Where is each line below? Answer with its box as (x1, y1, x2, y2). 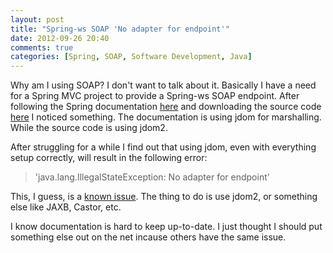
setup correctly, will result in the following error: (10, 152, 208, 164)
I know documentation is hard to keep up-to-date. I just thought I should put (10, 221, 323, 233)
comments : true (10, 42, 74, 53)
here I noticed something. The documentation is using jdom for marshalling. (10, 111, 322, 123)
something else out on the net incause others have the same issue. (10, 231, 287, 243)
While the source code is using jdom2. (10, 122, 168, 134)
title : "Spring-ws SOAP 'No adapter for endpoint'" (10, 24, 230, 34)
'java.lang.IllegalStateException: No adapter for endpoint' (34, 171, 270, 183)
